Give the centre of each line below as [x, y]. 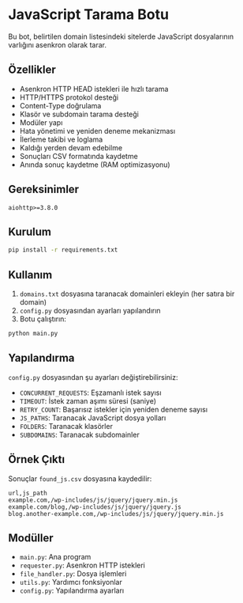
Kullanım [30, 275]
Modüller [31, 538]
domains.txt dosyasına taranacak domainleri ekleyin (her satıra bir [127, 294]
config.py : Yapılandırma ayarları [72, 590]
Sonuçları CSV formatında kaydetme [79, 156]
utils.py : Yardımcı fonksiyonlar [71, 582]
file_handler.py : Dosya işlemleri [73, 574]
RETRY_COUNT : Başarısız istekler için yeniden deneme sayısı [113, 409]
